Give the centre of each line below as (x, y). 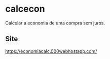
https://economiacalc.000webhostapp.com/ (51, 51)
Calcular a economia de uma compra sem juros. (55, 23)
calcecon (25, 9)
